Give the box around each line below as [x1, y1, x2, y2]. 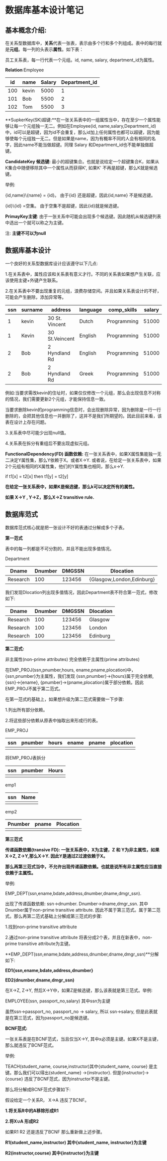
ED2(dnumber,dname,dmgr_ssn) [5, 977, 75, 983]
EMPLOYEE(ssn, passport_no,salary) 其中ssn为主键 [5, 998, 111, 1004]
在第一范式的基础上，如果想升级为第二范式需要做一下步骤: [5, 696, 124, 702]
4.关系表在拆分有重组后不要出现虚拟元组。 [5, 440, 92, 446]
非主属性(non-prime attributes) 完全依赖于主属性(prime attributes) [5, 656, 140, 662]
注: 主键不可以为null [5, 230, 46, 236]
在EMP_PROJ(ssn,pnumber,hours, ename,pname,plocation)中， [5, 667, 136, 673]
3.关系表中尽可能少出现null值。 [5, 429, 69, 435]
